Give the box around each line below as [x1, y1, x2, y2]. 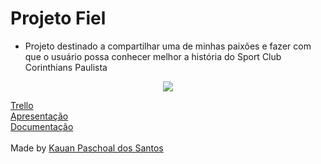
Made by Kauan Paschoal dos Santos [10, 142, 164, 154]
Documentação [10, 120, 74, 132]
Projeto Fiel [10, 7, 107, 30]
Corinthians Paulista [24, 61, 108, 73]
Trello [10, 99, 34, 111]
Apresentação [10, 110, 69, 122]
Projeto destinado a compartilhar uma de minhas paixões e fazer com [24, 40, 312, 52]
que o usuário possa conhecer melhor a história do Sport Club [24, 50, 282, 62]
